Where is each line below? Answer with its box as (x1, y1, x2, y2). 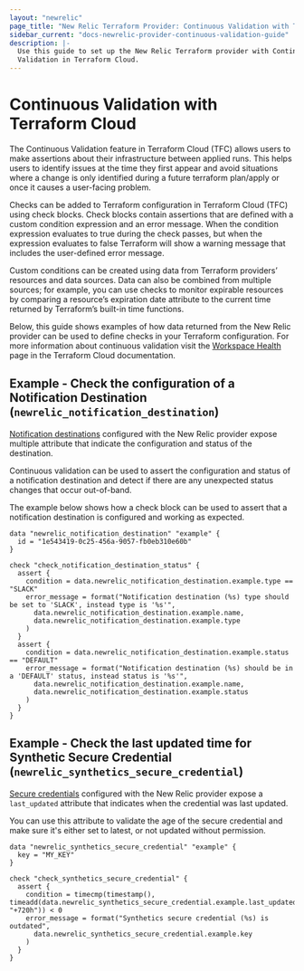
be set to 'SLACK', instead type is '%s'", (9, 600, 176, 609)
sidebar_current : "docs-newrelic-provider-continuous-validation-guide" (9, 30, 290, 39)
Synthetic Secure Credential (9, 750, 172, 766)
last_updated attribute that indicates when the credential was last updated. (9, 797, 289, 808)
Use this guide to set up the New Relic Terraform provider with (17, 47, 270, 56)
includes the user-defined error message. (9, 247, 165, 258)
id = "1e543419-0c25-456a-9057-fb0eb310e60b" (17, 537, 193, 546)
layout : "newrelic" (9, 13, 83, 23)
